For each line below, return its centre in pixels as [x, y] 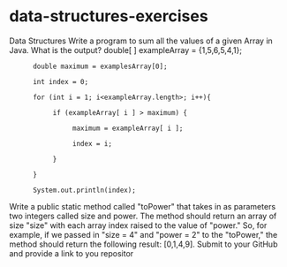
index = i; [92, 143]
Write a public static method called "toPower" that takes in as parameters [143, 206]
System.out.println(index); [84, 190]
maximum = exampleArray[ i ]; [128, 128]
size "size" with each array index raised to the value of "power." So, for [138, 225]
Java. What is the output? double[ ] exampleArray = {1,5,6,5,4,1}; [126, 50]
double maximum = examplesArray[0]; [100, 66]
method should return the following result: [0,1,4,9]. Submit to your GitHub [143, 244]
